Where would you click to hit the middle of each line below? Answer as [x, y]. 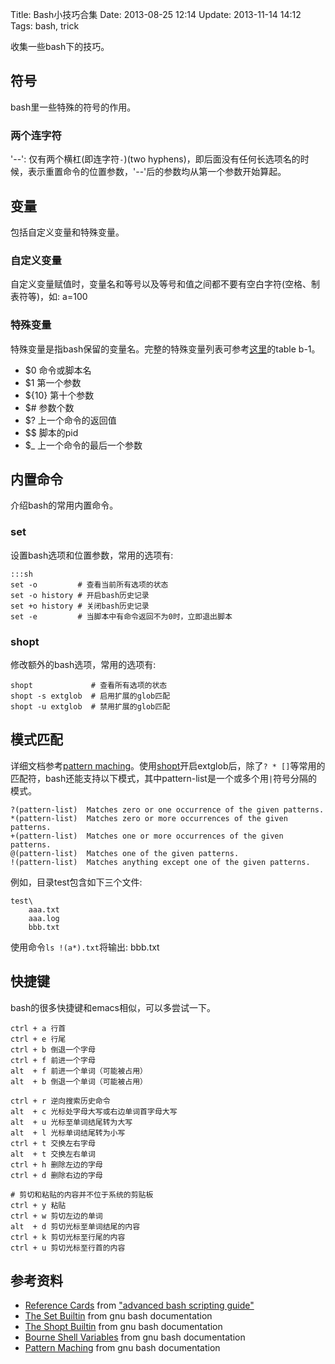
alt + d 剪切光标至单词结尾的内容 [75, 1226]
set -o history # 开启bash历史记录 [80, 595]
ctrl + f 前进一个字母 [53, 1060]
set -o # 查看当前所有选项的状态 [89, 584]
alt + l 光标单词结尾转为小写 [68, 1133]
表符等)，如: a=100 [49, 297]
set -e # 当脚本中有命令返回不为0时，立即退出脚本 [121, 616]
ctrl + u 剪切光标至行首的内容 [68, 1248]
